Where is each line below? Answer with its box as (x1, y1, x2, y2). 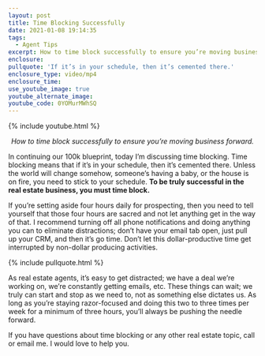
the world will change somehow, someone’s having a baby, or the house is (8, 169, 249, 178)
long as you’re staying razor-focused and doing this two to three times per (8, 298, 250, 308)
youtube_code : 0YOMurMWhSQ (8, 99, 97, 107)
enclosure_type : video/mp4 (8, 70, 97, 78)
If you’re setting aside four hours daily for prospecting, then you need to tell (8, 200, 254, 210)
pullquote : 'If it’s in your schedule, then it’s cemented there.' (8, 63, 235, 71)
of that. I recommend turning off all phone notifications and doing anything (8, 218, 251, 227)
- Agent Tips (15, 41, 58, 49)
